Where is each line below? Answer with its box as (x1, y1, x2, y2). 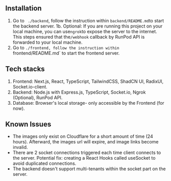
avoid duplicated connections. (12, 160, 77, 167)
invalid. (12, 144, 28, 150)
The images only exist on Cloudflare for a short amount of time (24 (12, 133, 153, 139)
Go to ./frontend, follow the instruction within (12, 44, 119, 50)
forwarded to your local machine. (12, 39, 83, 45)
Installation (5, 4, 42, 13)
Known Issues (5, 120, 52, 129)
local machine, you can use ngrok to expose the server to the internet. (12, 28, 157, 35)
